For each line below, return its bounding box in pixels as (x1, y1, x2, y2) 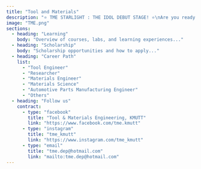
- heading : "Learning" (11, 31, 68, 37)
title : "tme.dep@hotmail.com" (28, 148, 103, 154)
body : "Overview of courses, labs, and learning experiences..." (17, 37, 184, 43)
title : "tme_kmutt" (28, 131, 77, 138)
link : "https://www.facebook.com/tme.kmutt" (28, 120, 141, 126)
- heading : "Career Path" (11, 53, 77, 59)
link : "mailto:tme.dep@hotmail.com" (28, 153, 119, 159)
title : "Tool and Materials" (6, 8, 79, 15)
